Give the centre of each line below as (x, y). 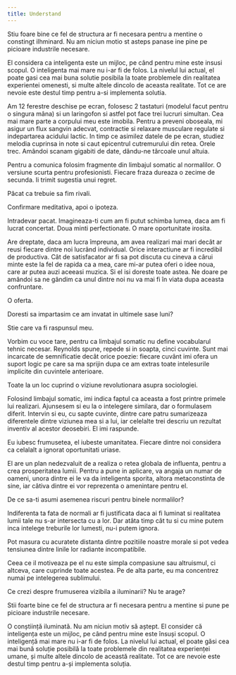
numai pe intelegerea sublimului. (55, 578)
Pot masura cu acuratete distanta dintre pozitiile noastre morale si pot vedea (118, 541)
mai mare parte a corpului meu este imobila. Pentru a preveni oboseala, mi (115, 121)
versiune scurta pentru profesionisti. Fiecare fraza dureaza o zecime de (111, 172)
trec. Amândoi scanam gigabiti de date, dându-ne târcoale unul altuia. (108, 151)
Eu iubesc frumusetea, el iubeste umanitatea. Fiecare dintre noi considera (114, 442)
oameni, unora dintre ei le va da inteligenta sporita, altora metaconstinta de (116, 478)
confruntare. (25, 287)
